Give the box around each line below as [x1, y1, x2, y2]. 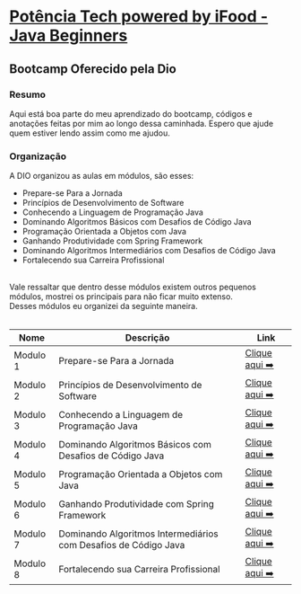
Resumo [9, 88, 47, 101]
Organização [9, 150, 67, 163]
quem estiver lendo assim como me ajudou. [9, 128, 170, 138]
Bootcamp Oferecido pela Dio [9, 61, 176, 76]
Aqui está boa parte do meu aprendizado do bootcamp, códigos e [9, 108, 253, 119]
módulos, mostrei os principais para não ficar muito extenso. [9, 291, 233, 302]
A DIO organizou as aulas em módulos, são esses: [9, 171, 194, 182]
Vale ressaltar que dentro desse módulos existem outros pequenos [9, 281, 257, 293]
